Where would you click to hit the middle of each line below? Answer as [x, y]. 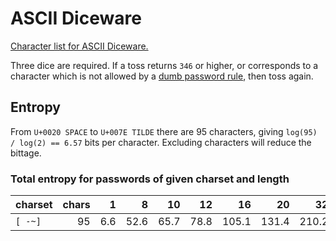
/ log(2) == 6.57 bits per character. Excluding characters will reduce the [161, 142]
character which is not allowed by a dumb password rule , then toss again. [162, 76]
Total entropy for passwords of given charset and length [150, 179]
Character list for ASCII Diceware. [79, 46]
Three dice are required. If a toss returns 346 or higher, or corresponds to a [164, 65]
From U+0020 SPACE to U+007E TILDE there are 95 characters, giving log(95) [164, 131]
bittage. [26, 153]
